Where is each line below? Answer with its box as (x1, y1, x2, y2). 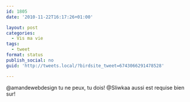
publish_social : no (6, 57, 54, 63)
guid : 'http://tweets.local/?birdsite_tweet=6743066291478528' (6, 63, 165, 69)
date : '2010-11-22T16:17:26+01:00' (6, 14, 94, 20)
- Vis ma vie (11, 36, 44, 42)
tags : (6, 41, 19, 47)
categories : (6, 30, 35, 36)
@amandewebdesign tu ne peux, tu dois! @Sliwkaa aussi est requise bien (6, 84, 185, 91)
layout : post (6, 25, 38, 30)
